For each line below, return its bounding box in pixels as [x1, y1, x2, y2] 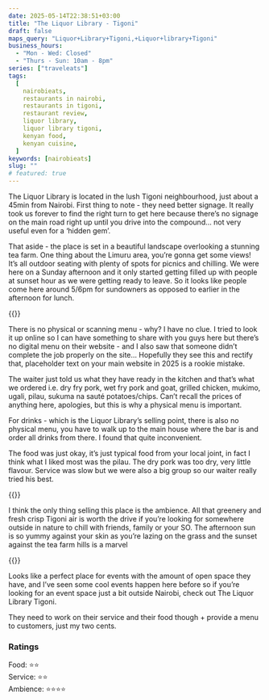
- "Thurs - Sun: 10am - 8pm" [15, 57, 114, 65]
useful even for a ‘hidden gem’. [8, 226, 111, 235]
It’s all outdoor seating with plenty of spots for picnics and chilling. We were [8, 259, 259, 268]
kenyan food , [23, 132, 67, 140]
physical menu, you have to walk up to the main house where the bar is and [8, 425, 259, 434]
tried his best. [8, 474, 54, 484]
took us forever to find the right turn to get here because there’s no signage [8, 209, 259, 218]
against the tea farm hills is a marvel [8, 540, 128, 549]
